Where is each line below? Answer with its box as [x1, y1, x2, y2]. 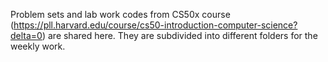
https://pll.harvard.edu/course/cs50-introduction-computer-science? [13, 19, 298, 31]
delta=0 [10, 30, 43, 41]
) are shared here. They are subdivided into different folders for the [41, 30, 318, 41]
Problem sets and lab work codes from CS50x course [10, 9, 231, 20]
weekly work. [10, 40, 66, 52]
